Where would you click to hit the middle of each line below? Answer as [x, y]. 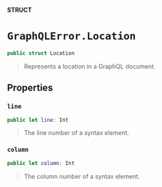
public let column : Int [41, 163]
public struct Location [41, 53]
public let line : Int [38, 120]
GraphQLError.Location [71, 37]
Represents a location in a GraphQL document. [90, 66]
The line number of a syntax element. [77, 133]
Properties [30, 88]
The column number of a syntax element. [82, 176]
